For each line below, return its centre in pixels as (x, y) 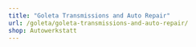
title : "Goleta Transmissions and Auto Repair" (90, 16)
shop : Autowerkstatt (43, 30)
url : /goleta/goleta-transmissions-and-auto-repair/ (98, 23)
